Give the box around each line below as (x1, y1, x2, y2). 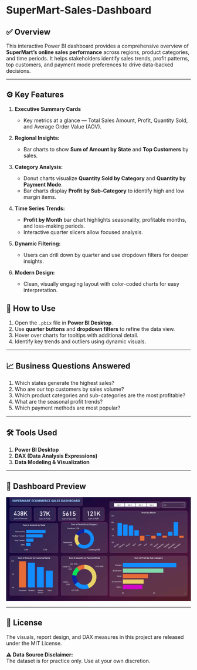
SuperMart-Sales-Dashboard (6, 4, 152, 17)
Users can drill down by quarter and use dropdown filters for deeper (23, 251, 189, 258)
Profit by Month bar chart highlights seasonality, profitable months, (23, 216, 186, 223)
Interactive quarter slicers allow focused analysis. (23, 228, 144, 235)
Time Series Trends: (14, 205, 66, 212)
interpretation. (23, 286, 58, 293)
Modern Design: (14, 269, 55, 276)
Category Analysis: (14, 163, 63, 170)
